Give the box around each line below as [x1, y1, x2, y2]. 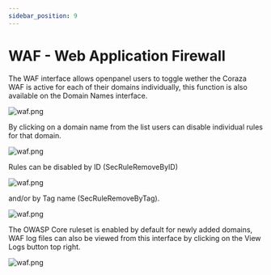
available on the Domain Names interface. [8, 91, 148, 100]
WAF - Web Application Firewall [8, 46, 227, 65]
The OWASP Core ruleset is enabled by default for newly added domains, [8, 224, 253, 235]
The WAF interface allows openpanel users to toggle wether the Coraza [8, 74, 247, 83]
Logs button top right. [8, 242, 81, 252]
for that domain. [8, 130, 62, 140]
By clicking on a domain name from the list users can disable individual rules [8, 122, 263, 132]
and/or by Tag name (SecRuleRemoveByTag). [8, 193, 160, 203]
